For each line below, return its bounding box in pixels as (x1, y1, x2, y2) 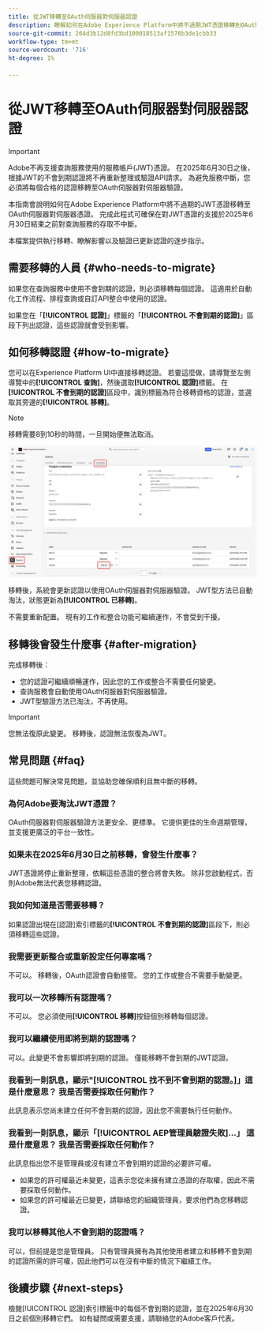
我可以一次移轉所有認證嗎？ (8, 992, 114, 1003)
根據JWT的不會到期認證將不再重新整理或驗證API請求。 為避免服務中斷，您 (8, 172, 251, 182)
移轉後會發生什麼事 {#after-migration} (8, 637, 197, 651)
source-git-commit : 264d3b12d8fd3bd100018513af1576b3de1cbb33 (8, 29, 217, 37)
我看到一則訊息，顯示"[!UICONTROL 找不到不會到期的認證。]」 (8, 1074, 245, 1085)
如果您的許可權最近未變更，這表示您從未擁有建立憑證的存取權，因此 (19, 1175, 241, 1185)
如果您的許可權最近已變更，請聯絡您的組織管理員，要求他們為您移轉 (19, 1195, 241, 1204)
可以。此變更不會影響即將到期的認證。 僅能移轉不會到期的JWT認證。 (8, 1053, 233, 1062)
